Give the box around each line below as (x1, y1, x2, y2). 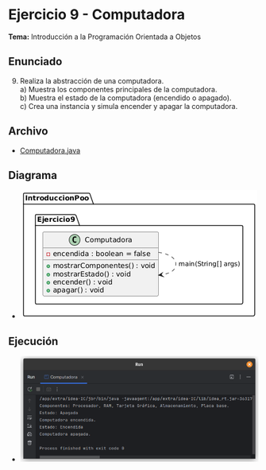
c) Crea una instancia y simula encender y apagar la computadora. (19, 101, 238, 111)
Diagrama (8, 169, 58, 182)
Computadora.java (19, 146, 81, 155)
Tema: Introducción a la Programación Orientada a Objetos (8, 32, 201, 41)
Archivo (8, 125, 48, 138)
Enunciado (8, 55, 63, 68)
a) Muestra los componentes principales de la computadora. (19, 84, 218, 94)
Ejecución (8, 334, 59, 348)
